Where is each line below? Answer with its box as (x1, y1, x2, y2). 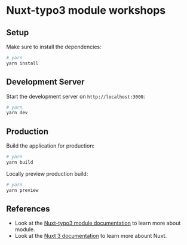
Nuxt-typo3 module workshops (6, 4, 166, 17)
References (6, 204, 50, 214)
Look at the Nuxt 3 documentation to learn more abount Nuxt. (14, 232, 167, 240)
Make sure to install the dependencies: (6, 43, 102, 50)
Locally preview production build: (6, 170, 88, 177)
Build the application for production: (6, 142, 94, 149)
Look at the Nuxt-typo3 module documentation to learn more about (14, 219, 181, 227)
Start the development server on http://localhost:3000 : (6, 93, 145, 100)
